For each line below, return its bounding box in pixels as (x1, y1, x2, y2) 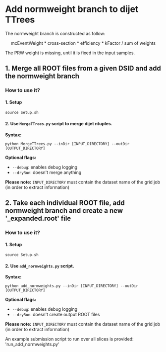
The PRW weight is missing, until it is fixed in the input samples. (5, 50, 135, 56)
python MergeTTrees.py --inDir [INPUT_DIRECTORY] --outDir (5, 141, 130, 146)
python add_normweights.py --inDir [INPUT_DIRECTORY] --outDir (5, 283, 139, 289)
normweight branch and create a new (5, 206, 123, 215)
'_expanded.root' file (5, 214, 71, 223)
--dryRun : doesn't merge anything (12, 169, 82, 175)
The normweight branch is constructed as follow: (5, 30, 106, 36)
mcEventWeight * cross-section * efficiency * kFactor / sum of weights (10, 40, 156, 46)
